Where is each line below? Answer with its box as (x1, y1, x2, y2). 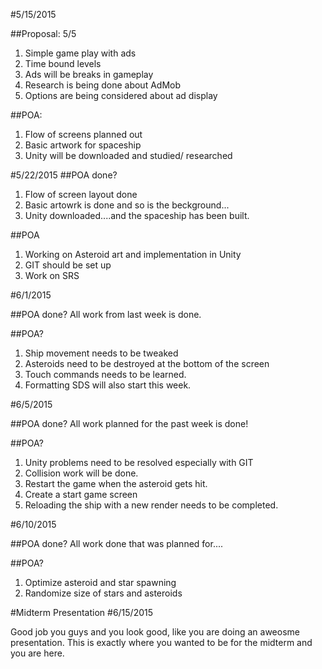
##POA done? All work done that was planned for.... (10, 538, 224, 549)
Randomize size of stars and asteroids (24, 587, 183, 599)
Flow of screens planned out (24, 129, 143, 140)
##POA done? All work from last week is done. (10, 309, 202, 320)
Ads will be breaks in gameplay (24, 69, 154, 80)
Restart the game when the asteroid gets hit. (24, 478, 208, 489)
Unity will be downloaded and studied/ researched (24, 150, 233, 161)
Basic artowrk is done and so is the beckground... (24, 199, 230, 211)
